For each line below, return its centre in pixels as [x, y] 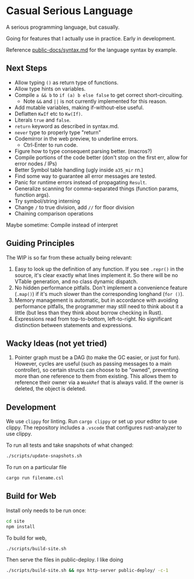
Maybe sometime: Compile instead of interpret [62, 225]
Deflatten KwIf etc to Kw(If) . [49, 113]
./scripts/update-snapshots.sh [44, 456]
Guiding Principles [40, 243]
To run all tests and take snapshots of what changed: [70, 445]
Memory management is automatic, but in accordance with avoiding [96, 300]
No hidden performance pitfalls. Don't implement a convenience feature [101, 287]
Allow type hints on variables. [50, 89]
